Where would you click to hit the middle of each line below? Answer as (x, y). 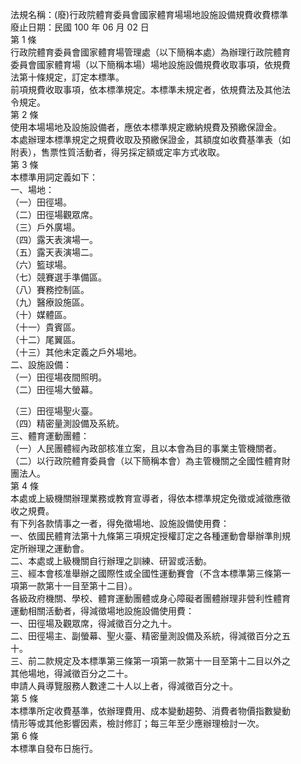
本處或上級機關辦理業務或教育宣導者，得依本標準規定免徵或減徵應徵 (150, 498)
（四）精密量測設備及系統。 (67, 423)
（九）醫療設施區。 (50, 302)
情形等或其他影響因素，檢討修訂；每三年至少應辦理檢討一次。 (137, 723)
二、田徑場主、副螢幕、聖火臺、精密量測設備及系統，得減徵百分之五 (150, 636)
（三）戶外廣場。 (45, 227)
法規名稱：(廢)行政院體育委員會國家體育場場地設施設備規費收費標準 (149, 14)
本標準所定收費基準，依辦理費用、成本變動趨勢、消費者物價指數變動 (150, 711)
